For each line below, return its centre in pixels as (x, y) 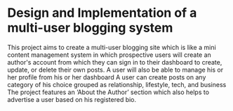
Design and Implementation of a (102, 13)
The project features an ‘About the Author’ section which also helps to (108, 92)
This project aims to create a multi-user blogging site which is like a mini (112, 47)
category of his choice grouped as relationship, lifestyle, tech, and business (117, 84)
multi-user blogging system (90, 28)
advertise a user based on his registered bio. (72, 99)
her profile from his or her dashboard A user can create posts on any (107, 77)
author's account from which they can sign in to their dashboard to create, (115, 62)
